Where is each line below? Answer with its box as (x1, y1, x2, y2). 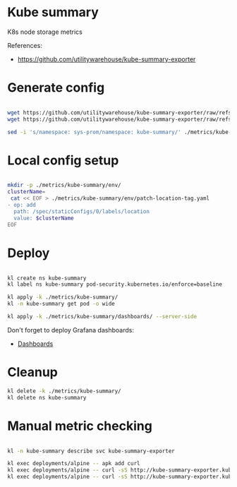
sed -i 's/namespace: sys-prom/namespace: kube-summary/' (7, 128, 181, 136)
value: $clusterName (13, 215, 74, 222)
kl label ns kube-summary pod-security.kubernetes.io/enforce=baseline (7, 281, 222, 288)
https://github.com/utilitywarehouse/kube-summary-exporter (17, 54, 196, 64)
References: (7, 41, 42, 49)
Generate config (7, 80, 105, 96)
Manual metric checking (7, 418, 153, 434)
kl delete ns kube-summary (7, 394, 87, 401)
